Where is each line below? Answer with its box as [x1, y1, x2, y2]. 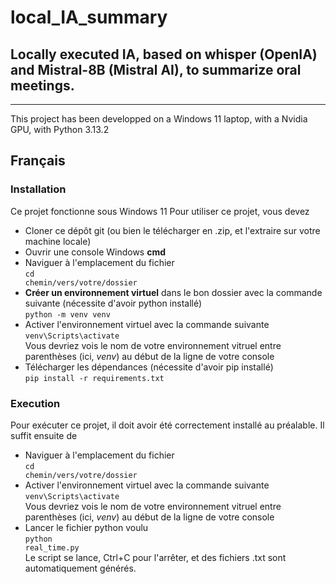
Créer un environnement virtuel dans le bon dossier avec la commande [24, 286, 323, 298]
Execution [10, 396, 61, 410]
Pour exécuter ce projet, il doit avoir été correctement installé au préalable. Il [10, 419, 325, 431]
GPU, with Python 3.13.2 [10, 124, 110, 135]
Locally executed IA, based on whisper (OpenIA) [10, 46, 318, 63]
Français [10, 152, 66, 170]
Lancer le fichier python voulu [24, 521, 149, 533]
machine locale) [24, 235, 92, 247]
